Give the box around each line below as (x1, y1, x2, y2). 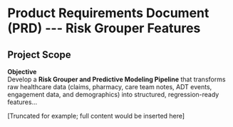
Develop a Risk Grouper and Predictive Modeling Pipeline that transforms (7, 75, 226, 83)
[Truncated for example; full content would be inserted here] (7, 112, 185, 120)
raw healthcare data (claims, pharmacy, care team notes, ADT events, (7, 83, 212, 91)
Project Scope (7, 49, 71, 61)
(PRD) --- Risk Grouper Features (7, 20, 201, 36)
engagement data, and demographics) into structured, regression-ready (7, 91, 219, 98)
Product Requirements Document (7, 5, 209, 21)
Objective (7, 68, 37, 76)
